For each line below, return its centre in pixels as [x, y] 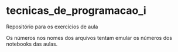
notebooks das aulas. [32, 44]
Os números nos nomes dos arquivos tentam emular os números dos [89, 38]
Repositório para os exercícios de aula [52, 27]
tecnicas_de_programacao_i [76, 11]
